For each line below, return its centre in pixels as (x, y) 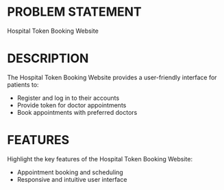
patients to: (23, 84)
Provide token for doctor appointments (72, 105)
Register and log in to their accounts (68, 98)
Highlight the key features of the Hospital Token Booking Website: (100, 159)
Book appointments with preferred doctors (77, 112)
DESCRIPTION (48, 58)
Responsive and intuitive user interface (72, 179)
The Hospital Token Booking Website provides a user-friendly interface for (112, 77)
